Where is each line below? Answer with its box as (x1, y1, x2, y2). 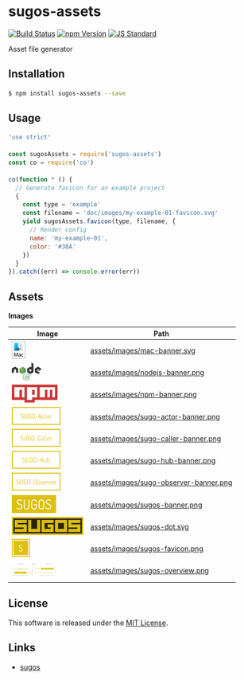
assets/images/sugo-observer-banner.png (90, 478, 233, 487)
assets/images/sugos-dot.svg (90, 522, 189, 531)
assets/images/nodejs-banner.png (90, 368, 205, 377)
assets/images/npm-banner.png (90, 389, 197, 400)
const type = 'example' (22, 201, 102, 209)
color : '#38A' (29, 242, 77, 251)
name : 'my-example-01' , (29, 234, 109, 242)
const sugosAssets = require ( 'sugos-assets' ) (8, 150, 161, 158)
